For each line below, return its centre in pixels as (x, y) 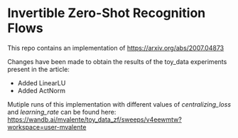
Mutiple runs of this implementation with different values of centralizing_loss (119, 104)
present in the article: (38, 69)
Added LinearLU (42, 83)
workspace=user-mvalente (47, 127)
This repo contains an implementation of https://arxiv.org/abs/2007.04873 (116, 48)
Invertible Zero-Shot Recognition (107, 13)
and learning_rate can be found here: (62, 112)
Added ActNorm (42, 90)
